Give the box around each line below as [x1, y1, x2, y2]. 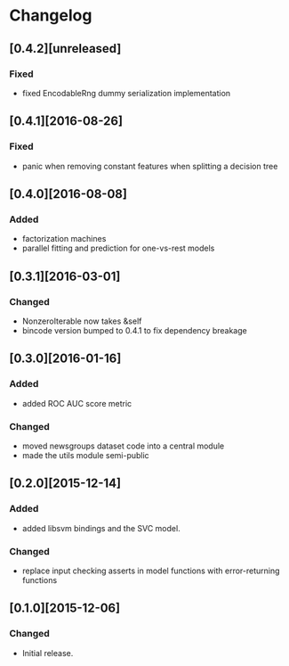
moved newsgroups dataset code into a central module [21, 440, 225, 451]
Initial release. [21, 647, 74, 658]
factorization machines [21, 234, 107, 244]
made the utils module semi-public [21, 449, 149, 460]
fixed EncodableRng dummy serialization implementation [21, 87, 231, 98]
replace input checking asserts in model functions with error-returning [21, 565, 280, 576]
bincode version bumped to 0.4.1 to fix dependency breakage [21, 325, 247, 335]
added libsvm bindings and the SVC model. [21, 522, 181, 533]
